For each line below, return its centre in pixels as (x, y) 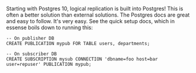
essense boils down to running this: (50, 27)
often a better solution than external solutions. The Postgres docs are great (98, 15)
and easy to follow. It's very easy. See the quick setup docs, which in (91, 21)
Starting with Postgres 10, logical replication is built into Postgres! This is (95, 9)
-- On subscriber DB (32, 54)
